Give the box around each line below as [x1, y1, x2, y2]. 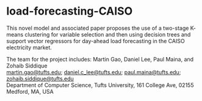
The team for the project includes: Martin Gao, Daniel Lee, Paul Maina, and [6, 55, 194, 63]
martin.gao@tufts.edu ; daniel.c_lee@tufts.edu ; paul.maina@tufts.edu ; [6, 68, 181, 75]
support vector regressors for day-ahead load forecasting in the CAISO [6, 37, 185, 44]
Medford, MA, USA [6, 88, 54, 95]
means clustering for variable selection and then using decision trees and [6, 30, 191, 38]
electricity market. [6, 44, 52, 51]
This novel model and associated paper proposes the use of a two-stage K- [6, 24, 197, 32]
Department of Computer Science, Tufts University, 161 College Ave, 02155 [6, 81, 194, 89]
